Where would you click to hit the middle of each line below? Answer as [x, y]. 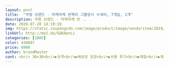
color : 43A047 [20, 43]
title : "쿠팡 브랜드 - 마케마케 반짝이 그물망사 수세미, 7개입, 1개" [69, 15]
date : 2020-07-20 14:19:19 [33, 24]
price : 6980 [18, 47]
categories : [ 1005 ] [26, 38]
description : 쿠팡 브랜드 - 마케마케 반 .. [46, 19]
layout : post [19, 10]
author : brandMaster [27, 52]
